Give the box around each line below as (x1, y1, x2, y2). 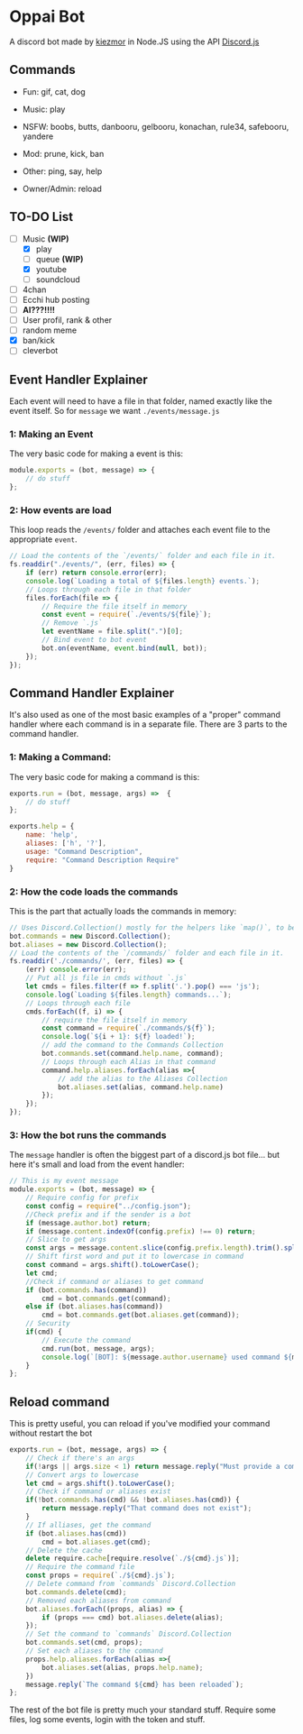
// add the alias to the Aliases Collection (57, 1074, 228, 1083)
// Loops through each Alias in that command (41, 1057, 216, 1066)
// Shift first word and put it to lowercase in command (25, 1252, 244, 1262)
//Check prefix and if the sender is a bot (25, 1210, 192, 1219)
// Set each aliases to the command (25, 1647, 164, 1656)
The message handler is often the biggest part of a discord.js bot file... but (9, 1150, 280, 1161)
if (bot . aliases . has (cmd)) (25, 1528, 127, 1538)
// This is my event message (9, 1177, 119, 1186)
